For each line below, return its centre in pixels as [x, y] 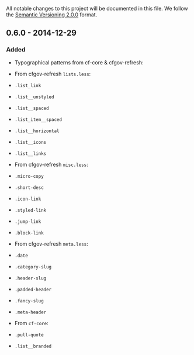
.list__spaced [32, 108]
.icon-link [28, 199]
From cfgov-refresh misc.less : [51, 164]
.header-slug [30, 278]
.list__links [30, 154]
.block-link [29, 233]
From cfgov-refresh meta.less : [51, 244]
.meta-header [30, 312]
